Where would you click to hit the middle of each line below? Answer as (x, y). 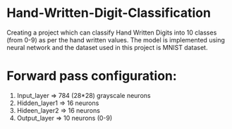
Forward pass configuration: (92, 76)
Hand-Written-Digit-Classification (109, 13)
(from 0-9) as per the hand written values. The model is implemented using (116, 39)
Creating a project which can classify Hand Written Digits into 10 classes (112, 32)
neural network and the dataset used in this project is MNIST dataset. (107, 47)
